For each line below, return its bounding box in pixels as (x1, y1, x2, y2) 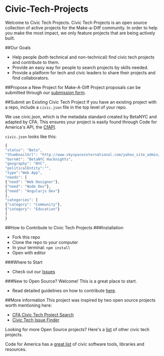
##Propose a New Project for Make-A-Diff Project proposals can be (5, 84, 141, 90)
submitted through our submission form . (5, 89, 86, 95)
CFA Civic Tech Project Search (12, 311, 74, 317)
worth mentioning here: (5, 302, 52, 308)
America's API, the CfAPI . (5, 124, 57, 130)
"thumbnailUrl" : (5, 152, 38, 157)
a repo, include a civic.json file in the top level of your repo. (5, 104, 127, 110)
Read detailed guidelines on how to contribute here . (12, 288, 116, 293)
